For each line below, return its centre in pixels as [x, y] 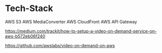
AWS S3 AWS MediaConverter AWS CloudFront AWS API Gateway [71, 22]
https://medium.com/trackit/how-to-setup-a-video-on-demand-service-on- [81, 31]
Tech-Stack [29, 8]
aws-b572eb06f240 [25, 36]
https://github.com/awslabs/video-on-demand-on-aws [60, 45]
